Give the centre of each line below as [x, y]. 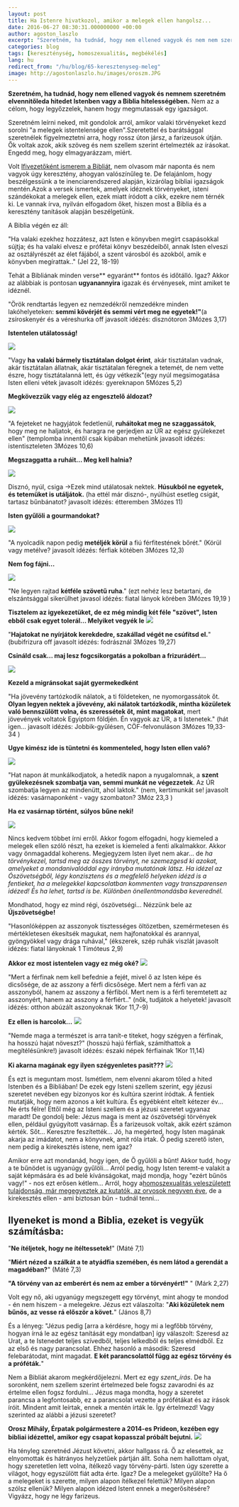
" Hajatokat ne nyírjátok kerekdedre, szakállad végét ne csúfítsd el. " [110, 634]
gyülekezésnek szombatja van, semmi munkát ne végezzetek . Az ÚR [111, 782]
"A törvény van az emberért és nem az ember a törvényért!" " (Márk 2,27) [118, 1284]
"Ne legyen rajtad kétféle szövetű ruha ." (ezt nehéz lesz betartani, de [110, 591]
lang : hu [21, 60]
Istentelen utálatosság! [43, 333]
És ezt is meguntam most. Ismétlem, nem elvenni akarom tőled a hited [110, 1079]
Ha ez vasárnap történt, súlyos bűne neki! [71, 811]
